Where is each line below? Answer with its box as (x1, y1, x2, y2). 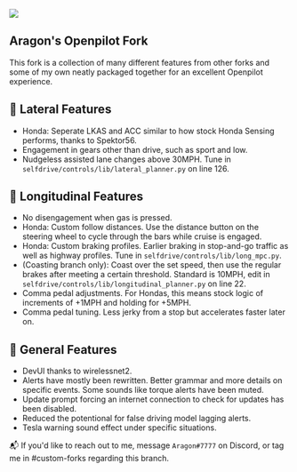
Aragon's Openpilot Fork (9, 34, 148, 49)
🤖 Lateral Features (9, 102, 112, 117)
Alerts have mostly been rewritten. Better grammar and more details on (21, 375, 283, 386)
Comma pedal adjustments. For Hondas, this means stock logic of (21, 288, 264, 299)
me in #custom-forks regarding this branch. (9, 453, 170, 464)
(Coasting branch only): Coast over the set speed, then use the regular (21, 260, 282, 270)
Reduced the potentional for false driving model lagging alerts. (21, 413, 252, 424)
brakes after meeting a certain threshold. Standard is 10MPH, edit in (21, 269, 270, 280)
